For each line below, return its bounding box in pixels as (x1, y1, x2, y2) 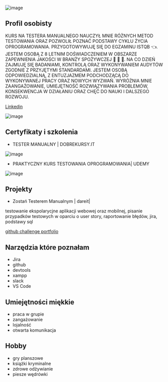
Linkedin (5, 103, 23, 109)
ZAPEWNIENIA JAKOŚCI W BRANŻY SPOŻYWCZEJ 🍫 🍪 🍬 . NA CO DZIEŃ (5, 56, 155, 62)
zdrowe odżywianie (12, 365, 53, 372)
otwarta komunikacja (12, 327, 56, 333)
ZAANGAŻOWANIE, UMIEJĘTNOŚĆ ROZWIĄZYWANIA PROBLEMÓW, (5, 83, 148, 89)
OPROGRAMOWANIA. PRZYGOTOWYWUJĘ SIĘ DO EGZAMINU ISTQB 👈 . (5, 43, 158, 50)
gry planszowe (12, 355, 44, 361)
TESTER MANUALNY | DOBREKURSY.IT (12, 141, 95, 147)
